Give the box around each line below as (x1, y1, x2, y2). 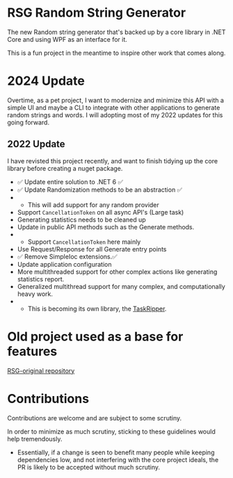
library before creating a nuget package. (7, 164, 123, 172)
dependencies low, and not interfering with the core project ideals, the (17, 455, 219, 463)
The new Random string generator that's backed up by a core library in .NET (7, 28, 226, 36)
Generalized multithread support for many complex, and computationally (17, 282, 226, 290)
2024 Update (7, 73, 85, 89)
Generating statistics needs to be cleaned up (17, 215, 146, 224)
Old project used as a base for (7, 329, 184, 345)
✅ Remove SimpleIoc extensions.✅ (17, 252, 118, 261)
